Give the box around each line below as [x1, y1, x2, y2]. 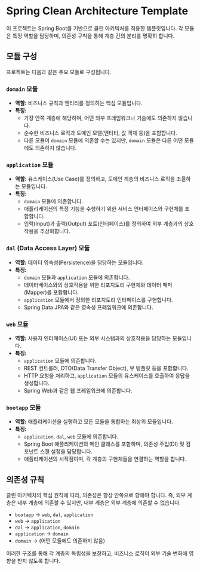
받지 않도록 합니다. [17, 557, 61, 565]
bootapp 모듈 [6, 403, 41, 412]
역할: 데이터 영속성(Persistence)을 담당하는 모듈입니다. [14, 259, 144, 266]
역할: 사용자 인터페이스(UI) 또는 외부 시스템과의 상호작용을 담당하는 [14, 335, 171, 342]
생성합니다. [23, 379, 50, 387]
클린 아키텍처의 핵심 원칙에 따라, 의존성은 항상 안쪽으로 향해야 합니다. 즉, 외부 [6, 492, 186, 499]
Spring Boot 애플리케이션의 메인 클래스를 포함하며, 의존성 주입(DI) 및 [23, 440, 185, 448]
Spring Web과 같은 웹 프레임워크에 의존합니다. [23, 387, 133, 394]
